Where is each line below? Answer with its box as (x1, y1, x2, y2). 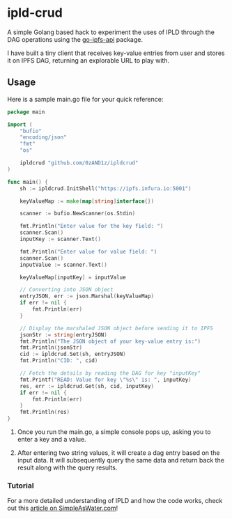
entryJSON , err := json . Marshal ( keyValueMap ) (20, 293, 155, 300)
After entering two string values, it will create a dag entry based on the (17, 449, 220, 457)
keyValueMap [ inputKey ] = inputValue (20, 274, 127, 281)
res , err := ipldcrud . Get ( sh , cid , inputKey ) (20, 382, 155, 389)
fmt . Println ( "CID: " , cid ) (20, 357, 98, 364)
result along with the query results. (17, 463, 118, 472)
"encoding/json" (20, 134, 68, 141)
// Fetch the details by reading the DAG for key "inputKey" (20, 370, 201, 377)
